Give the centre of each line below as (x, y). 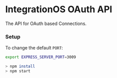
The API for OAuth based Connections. (46, 23)
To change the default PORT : (34, 48)
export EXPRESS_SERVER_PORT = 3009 (41, 57)
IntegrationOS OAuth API (59, 9)
